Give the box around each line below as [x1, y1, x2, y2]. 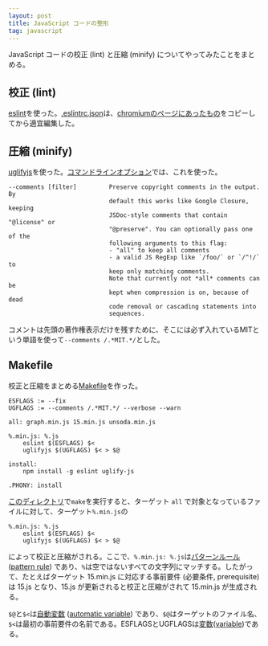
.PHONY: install [8, 481, 63, 489]
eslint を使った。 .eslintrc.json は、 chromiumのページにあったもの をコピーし [8, 108, 256, 118]
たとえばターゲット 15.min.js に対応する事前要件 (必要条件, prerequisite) [22, 571, 260, 581]
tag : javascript [8, 27, 63, 35]
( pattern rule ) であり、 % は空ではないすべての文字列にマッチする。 [8, 562, 225, 571]
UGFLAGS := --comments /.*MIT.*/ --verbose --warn [8, 403, 181, 412]
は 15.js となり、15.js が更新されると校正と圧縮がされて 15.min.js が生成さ [8, 582, 250, 591]
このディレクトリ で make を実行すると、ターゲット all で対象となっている [8, 496, 247, 506]
